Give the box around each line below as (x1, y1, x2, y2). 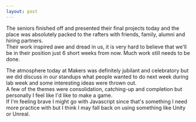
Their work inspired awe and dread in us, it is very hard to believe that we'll (6, 43, 187, 50)
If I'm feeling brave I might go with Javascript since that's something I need (6, 97, 187, 105)
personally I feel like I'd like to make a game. (6, 92, 113, 99)
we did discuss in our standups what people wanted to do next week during (6, 73, 189, 80)
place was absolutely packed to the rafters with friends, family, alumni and (6, 30, 185, 38)
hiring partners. (6, 37, 44, 44)
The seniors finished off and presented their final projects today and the (6, 25, 180, 32)
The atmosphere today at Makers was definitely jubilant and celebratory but (6, 67, 189, 74)
